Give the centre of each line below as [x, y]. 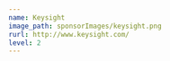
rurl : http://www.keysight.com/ [69, 34]
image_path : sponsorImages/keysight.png [85, 26]
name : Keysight [37, 17]
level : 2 [25, 43]
